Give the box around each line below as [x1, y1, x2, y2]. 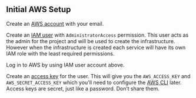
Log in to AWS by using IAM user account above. [6, 61, 125, 68]
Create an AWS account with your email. [6, 20, 104, 27]
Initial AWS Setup [6, 5, 71, 15]
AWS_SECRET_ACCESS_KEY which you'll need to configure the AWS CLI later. [6, 79, 182, 86]
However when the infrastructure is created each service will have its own [6, 44, 186, 51]
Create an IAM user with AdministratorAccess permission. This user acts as [6, 32, 189, 38]
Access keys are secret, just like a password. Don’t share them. [6, 85, 160, 92]
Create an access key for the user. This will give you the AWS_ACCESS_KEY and [6, 72, 191, 79]
